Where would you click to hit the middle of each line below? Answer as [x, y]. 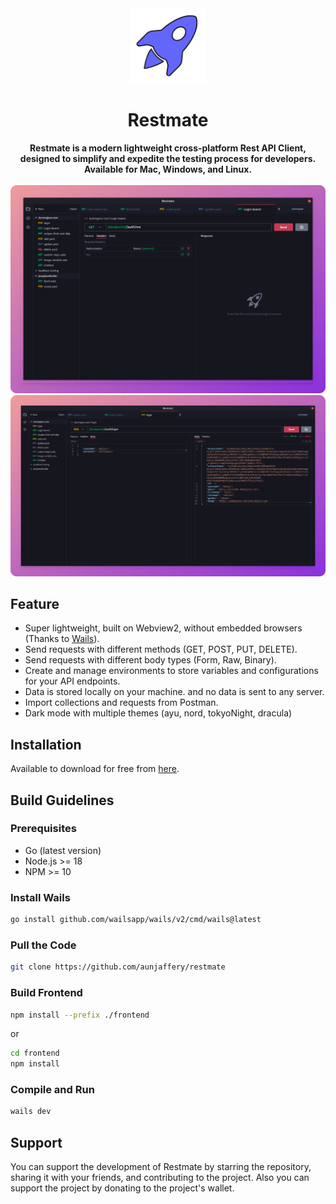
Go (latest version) [63, 850]
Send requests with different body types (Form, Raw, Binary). [150, 660]
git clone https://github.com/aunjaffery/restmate [118, 967]
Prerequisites [43, 829]
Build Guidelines [62, 800]
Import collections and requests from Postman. [121, 703]
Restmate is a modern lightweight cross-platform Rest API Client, [168, 148]
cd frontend [35, 1053]
